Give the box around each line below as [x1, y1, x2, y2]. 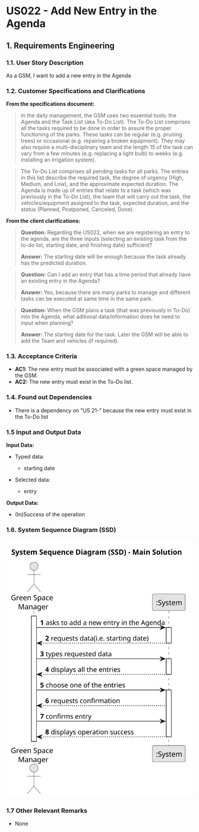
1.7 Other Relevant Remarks [6, 806, 88, 815]
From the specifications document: [6, 100, 95, 108]
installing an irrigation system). [20, 156, 96, 163]
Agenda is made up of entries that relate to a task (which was [20, 187, 171, 194]
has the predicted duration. [20, 259, 87, 266]
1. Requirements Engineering [6, 41, 115, 51]
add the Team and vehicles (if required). [20, 337, 119, 344]
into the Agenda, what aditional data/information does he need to [20, 313, 180, 320]
